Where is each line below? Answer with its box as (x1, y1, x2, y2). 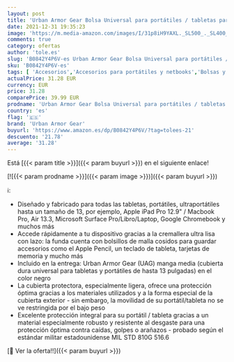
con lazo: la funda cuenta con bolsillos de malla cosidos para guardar (17, 237, 217, 246)
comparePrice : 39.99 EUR (7, 95, 79, 102)
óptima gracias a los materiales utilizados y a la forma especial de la (17, 289, 213, 297)
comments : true (7, 36, 52, 43)
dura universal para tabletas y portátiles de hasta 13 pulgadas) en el (17, 267, 212, 275)
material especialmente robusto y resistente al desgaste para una (17, 318, 205, 327)
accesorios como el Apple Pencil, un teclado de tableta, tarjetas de (17, 244, 210, 253)
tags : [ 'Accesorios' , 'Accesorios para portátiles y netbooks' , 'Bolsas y (7, 68, 226, 75)
